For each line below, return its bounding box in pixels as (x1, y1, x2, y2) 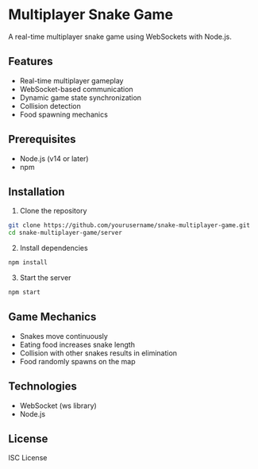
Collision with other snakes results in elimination (19, 348, 177, 358)
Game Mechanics (8, 310, 97, 324)
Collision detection (19, 101, 81, 110)
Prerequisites (8, 133, 76, 146)
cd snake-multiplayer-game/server (8, 229, 123, 237)
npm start (8, 288, 41, 296)
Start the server (19, 273, 71, 283)
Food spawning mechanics (19, 110, 109, 119)
